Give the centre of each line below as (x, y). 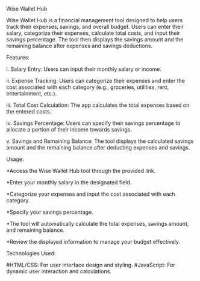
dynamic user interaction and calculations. (59, 271)
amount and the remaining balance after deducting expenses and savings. (98, 147)
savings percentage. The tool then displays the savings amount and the (95, 39)
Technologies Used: (31, 253)
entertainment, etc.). (32, 93)
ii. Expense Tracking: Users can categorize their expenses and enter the (96, 81)
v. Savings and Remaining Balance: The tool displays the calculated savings (100, 141)
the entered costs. (29, 111)
